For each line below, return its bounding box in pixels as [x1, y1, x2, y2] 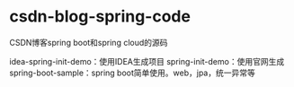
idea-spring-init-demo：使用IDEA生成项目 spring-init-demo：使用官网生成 [9, 56, 285, 66]
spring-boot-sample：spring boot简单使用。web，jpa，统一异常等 [9, 67, 256, 78]
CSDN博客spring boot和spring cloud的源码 [9, 37, 168, 48]
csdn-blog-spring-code [9, 6, 192, 27]
